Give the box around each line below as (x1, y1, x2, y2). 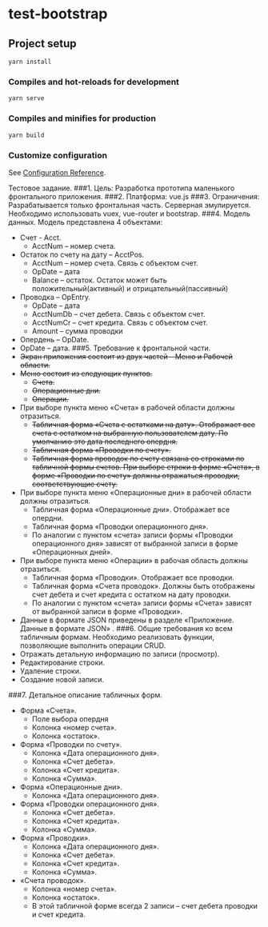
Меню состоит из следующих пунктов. (19, 369, 153, 378)
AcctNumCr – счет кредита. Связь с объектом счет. (31, 318, 208, 327)
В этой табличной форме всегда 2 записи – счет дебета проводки (31, 901, 258, 910)
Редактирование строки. (19, 657, 106, 667)
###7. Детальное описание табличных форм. (8, 689, 162, 700)
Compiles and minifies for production (8, 113, 156, 124)
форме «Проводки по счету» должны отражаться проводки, (31, 470, 240, 480)
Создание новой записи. (19, 674, 105, 684)
